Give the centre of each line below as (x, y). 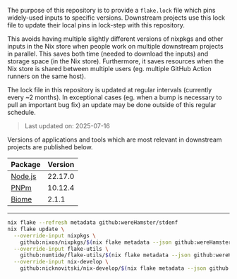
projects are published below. (50, 147)
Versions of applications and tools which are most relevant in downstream (115, 139)
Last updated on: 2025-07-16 (67, 126)
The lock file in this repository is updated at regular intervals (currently (110, 90)
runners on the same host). (47, 76)
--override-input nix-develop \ (61, 262)
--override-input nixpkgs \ (55, 235)
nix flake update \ (36, 229)
